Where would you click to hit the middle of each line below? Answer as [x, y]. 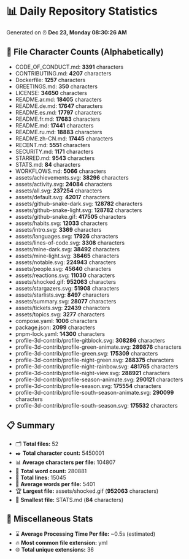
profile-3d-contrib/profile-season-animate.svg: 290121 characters [99, 379]
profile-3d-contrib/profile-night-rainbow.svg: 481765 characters [97, 366]
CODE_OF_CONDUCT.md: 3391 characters [69, 67]
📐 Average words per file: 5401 [55, 484]
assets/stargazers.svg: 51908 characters [67, 288]
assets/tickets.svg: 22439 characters [63, 308]
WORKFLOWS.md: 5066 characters [60, 171]
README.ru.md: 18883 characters [59, 132]
